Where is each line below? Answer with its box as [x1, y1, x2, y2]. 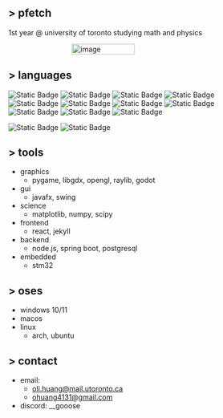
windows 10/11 [19, 305, 68, 315]
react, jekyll [31, 226, 71, 236]
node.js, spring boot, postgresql [31, 244, 138, 254]
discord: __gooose [19, 401, 81, 411]
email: [19, 375, 40, 385]
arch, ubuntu [31, 331, 75, 340]
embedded [19, 252, 56, 262]
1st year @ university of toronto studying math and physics [8, 27, 203, 37]
